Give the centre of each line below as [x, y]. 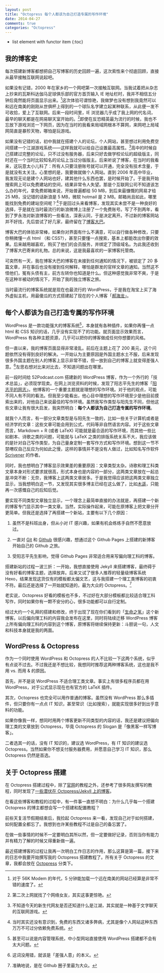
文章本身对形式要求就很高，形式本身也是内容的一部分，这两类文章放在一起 [80, 472]
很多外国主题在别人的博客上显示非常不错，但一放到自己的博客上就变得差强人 [82, 360]
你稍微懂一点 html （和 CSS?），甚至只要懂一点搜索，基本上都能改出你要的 [80, 238]
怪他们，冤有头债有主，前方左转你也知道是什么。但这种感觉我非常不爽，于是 [82, 273]
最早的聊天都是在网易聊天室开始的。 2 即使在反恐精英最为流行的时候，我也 [79, 118]
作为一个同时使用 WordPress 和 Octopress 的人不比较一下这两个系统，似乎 [80, 659]
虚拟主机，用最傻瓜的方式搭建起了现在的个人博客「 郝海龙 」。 [70, 296]
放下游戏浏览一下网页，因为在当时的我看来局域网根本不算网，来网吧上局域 [84, 125]
